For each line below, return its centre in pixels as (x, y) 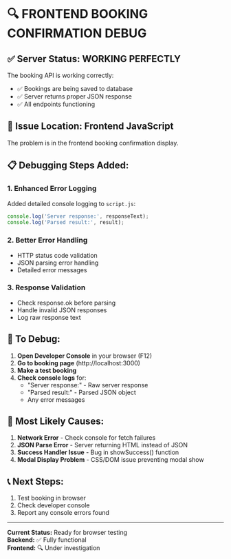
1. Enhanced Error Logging (52, 189)
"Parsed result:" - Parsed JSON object (81, 392)
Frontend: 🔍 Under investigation (54, 548)
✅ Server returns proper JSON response (74, 96)
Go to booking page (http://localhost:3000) (79, 363)
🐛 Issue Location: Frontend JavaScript (90, 126)
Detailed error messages (52, 270)
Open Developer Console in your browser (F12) (85, 356)
